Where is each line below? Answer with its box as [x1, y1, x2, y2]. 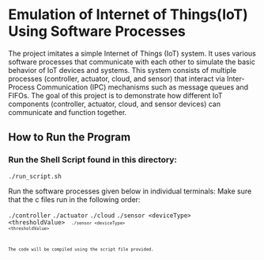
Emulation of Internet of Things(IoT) [8, 6, 249, 24]
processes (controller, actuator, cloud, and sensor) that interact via [8, 74, 225, 83]
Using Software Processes [8, 22, 186, 40]
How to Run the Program [8, 131, 131, 144]
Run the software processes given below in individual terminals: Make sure [8, 186, 252, 196]
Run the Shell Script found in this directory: [8, 155, 178, 166]
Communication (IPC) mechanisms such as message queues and [36, 82, 249, 92]
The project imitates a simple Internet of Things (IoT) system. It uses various [8, 48, 257, 58]
